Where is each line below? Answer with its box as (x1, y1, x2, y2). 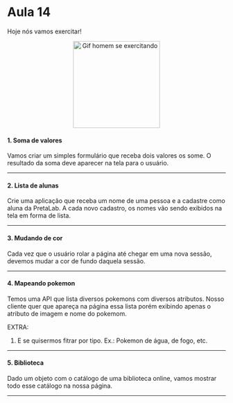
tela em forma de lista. (7, 211, 71, 220)
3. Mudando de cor (7, 233, 63, 242)
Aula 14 (7, 4, 51, 20)
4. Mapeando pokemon (7, 279, 76, 288)
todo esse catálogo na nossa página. (7, 381, 113, 390)
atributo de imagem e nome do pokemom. (7, 309, 127, 318)
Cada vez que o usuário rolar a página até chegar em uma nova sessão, (7, 249, 213, 258)
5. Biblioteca (7, 359, 44, 367)
